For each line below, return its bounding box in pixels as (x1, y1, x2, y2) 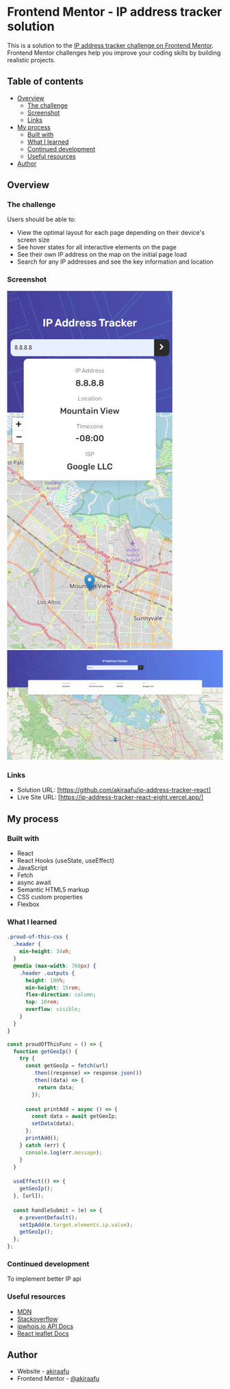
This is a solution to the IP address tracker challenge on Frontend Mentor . (7, 41, 214, 49)
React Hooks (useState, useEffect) (16, 857, 114, 865)
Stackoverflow (16, 1314, 58, 1323)
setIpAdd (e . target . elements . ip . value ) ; (19, 1221, 133, 1228)
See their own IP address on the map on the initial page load (16, 251, 187, 259)
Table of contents (7, 76, 84, 88)
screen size (16, 236, 50, 244)
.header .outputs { (19, 970, 75, 977)
